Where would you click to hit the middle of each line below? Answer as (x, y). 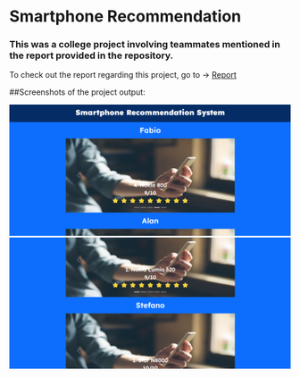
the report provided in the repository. (92, 55)
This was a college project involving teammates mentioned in (145, 45)
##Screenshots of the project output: (77, 92)
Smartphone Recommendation (125, 17)
